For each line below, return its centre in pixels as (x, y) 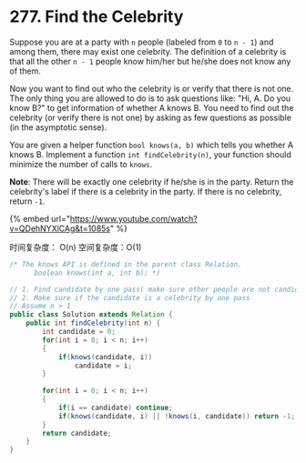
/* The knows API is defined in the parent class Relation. (126, 264)
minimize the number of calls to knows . (81, 164)
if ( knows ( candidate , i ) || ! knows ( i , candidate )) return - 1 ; (177, 416)
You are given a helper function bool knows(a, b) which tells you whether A (152, 145)
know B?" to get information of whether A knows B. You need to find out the (152, 107)
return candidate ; (77, 433)
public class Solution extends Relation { (91, 315)
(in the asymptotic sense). (58, 127)
